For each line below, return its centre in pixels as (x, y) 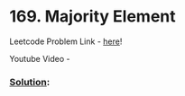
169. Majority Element (92, 17)
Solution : (30, 82)
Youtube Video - (40, 58)
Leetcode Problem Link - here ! (66, 41)
